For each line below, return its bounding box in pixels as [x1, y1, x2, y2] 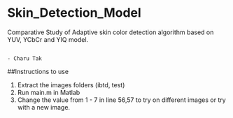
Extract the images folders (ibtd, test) [17, 80, 125, 89]
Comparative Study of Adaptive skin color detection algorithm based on [7, 28, 214, 36]
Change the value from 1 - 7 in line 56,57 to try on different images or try [17, 96, 226, 104]
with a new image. [17, 103, 71, 111]
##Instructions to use [7, 67, 69, 75]
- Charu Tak [7, 54, 42, 62]
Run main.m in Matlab [17, 88, 80, 96]
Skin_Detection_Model [7, 5, 141, 21]
